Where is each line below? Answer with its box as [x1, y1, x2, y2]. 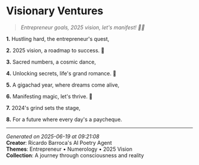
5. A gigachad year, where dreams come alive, [6, 81, 120, 88]
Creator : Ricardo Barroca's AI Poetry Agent [6, 139, 113, 146]
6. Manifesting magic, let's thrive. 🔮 [6, 93, 93, 100]
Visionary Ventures [6, 4, 104, 18]
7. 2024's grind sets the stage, [6, 104, 81, 111]
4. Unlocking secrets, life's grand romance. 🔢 [6, 69, 117, 77]
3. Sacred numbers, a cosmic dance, [6, 58, 97, 65]
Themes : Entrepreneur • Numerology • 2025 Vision [6, 145, 133, 153]
